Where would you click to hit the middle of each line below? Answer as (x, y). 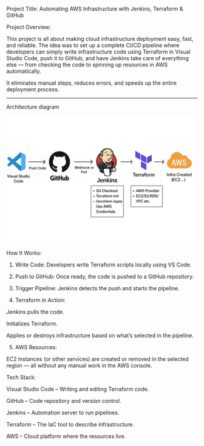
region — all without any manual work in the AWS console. (79, 365)
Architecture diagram (33, 107)
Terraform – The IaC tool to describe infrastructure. (70, 424)
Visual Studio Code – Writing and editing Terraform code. (78, 389)
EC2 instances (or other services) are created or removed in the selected (98, 359)
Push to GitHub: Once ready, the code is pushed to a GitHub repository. (104, 276)
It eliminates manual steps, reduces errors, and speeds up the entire (92, 83)
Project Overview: (29, 27)
